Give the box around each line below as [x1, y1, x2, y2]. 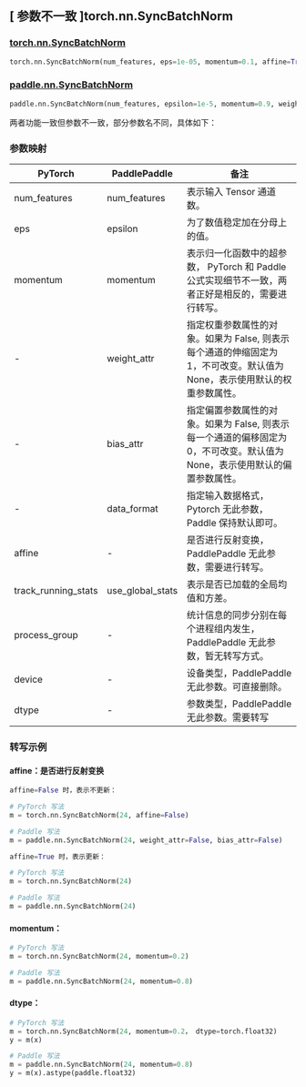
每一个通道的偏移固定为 [186, 432, 288, 444]
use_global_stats [107, 584, 178, 597]
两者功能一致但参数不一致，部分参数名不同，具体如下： [9, 117, 217, 127]
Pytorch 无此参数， [186, 503, 269, 516]
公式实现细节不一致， [186, 274, 279, 287]
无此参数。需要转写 [186, 711, 270, 724]
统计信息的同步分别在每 [186, 609, 288, 622]
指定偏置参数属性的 [186, 404, 270, 417]
